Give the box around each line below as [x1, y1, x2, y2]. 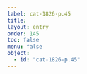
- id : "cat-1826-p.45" [13, 56, 81, 63]
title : [7, 17, 27, 24]
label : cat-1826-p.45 [7, 10, 71, 18]
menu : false [7, 43, 42, 50]
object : [7, 50, 30, 57]
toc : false [7, 37, 40, 44]
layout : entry [7, 23, 50, 30]
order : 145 [7, 30, 40, 37]
